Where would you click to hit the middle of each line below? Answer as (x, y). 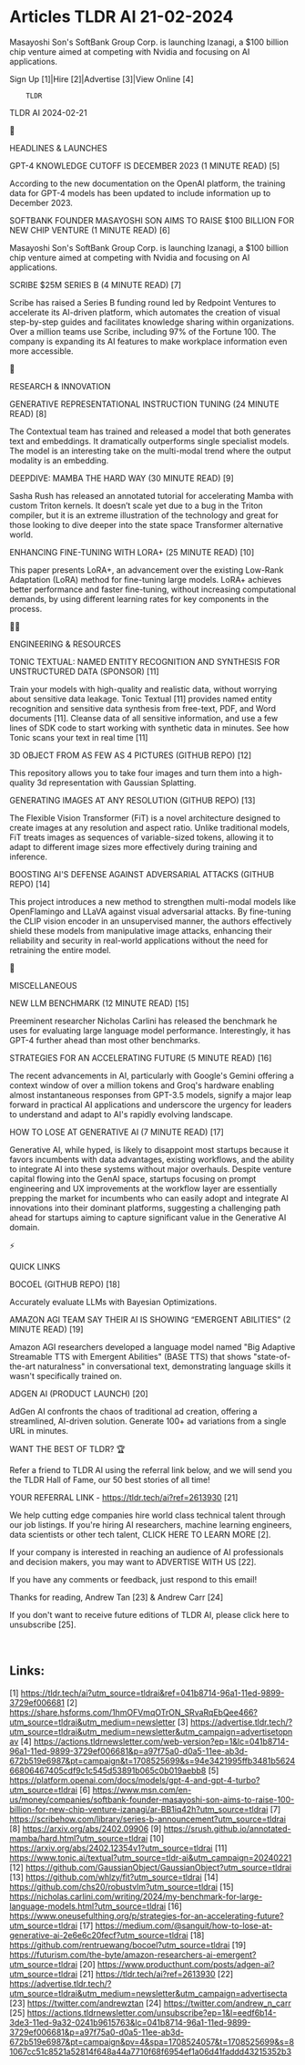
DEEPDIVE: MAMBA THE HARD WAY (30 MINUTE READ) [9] (122, 478)
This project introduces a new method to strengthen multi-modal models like (153, 901)
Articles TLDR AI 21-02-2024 (122, 17)
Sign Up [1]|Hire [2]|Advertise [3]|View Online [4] (102, 78)
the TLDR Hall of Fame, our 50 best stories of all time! (110, 1479)
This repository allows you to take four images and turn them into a (135, 773)
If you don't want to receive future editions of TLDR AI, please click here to (149, 1614)
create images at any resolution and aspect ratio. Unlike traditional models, (149, 827)
